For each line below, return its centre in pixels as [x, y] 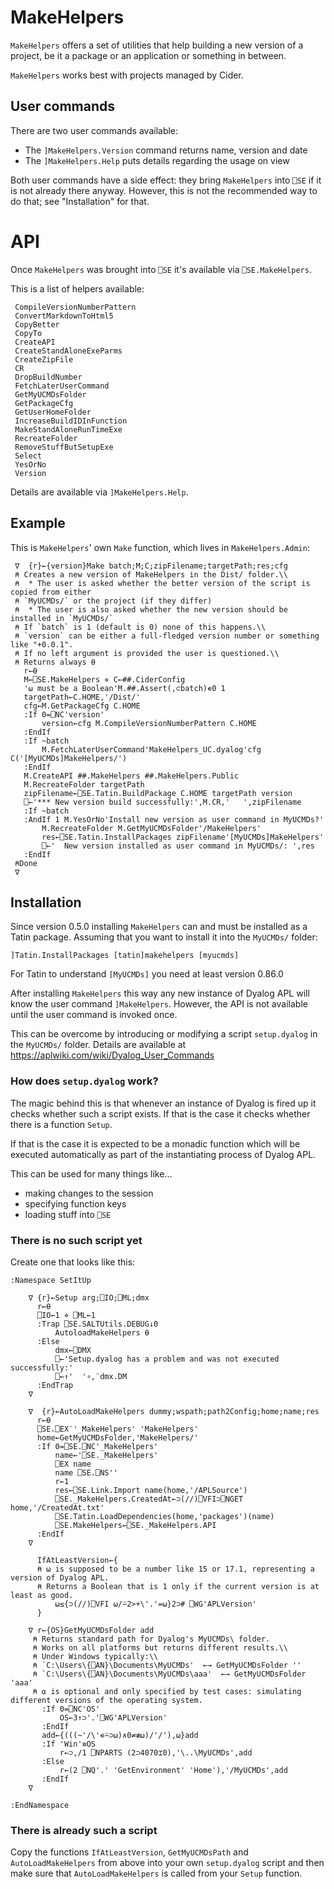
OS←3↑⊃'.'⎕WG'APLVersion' [113, 1717]
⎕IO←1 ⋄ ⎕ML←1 [66, 1315]
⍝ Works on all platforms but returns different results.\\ [160, 1647]
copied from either [51, 592]
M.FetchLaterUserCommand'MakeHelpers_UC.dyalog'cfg [151, 749]
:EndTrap [55, 1385]
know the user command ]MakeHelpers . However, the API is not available [159, 1004]
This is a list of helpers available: [77, 288]
